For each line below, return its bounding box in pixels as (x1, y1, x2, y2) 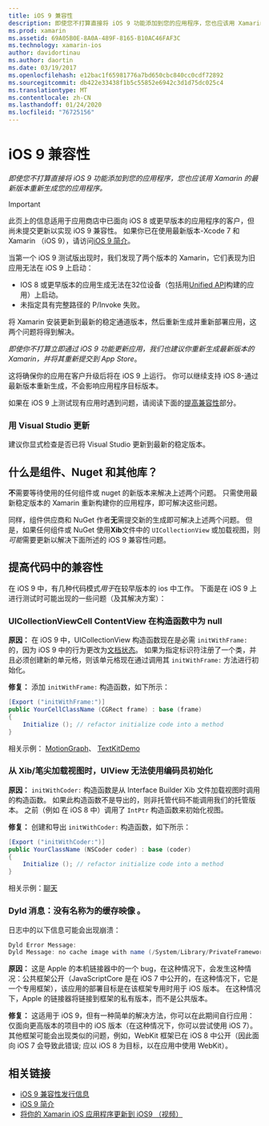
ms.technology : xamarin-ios (8, 42, 102, 50)
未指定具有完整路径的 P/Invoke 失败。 (19, 299, 145, 309)
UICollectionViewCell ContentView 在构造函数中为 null (8, 615, 223, 627)
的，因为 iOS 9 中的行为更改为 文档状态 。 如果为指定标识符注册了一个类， (8, 645, 250, 655)
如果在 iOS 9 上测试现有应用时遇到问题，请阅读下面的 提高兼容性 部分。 (8, 398, 241, 407)
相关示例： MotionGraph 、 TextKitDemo (8, 743, 140, 753)
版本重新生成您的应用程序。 (14, 183, 106, 193)
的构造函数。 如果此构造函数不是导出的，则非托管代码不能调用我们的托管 (8, 795, 249, 804)
